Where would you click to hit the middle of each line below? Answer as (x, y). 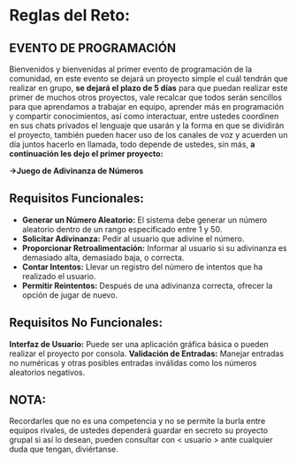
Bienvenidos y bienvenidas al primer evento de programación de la (130, 69)
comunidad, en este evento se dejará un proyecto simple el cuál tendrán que (148, 79)
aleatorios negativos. (47, 372)
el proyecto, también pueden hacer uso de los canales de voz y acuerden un (148, 135)
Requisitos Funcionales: (76, 198)
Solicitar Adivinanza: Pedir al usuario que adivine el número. (133, 239)
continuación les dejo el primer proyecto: (86, 154)
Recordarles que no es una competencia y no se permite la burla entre (137, 421)
